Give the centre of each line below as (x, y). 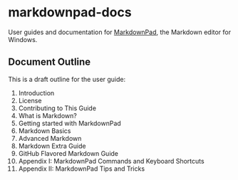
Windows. (23, 39)
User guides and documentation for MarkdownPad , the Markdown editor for (120, 32)
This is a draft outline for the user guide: (67, 79)
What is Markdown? (47, 115)
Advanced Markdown (50, 138)
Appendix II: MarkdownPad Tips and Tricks (82, 169)
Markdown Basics (45, 131)
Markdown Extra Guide (52, 146)
